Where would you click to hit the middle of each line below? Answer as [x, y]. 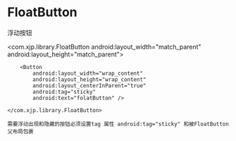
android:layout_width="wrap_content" [88, 73]
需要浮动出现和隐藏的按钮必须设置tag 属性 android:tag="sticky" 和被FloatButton [118, 124]
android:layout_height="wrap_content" [89, 79]
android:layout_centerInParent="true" [89, 85]
